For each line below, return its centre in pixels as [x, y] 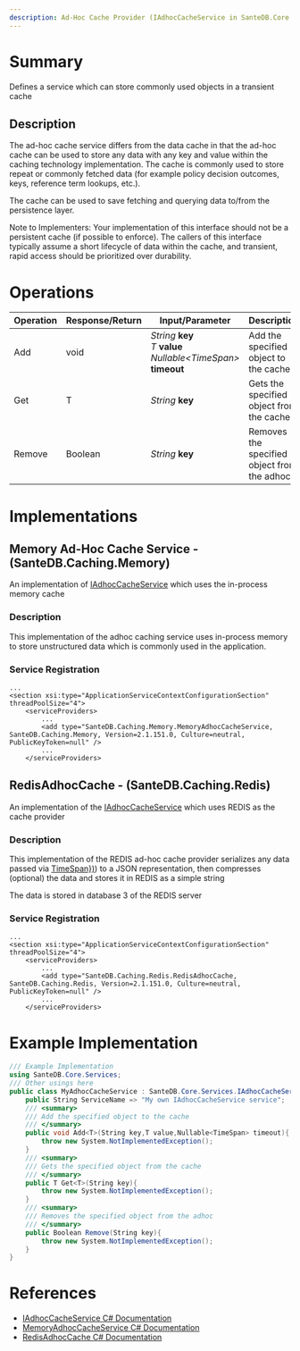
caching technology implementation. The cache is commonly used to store [146, 164]
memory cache [37, 594]
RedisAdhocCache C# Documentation [92, 1338]
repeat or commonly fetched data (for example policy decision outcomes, [144, 174]
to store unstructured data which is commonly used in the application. [137, 646]
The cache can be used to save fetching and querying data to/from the [140, 201]
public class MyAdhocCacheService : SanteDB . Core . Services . [124, 1091]
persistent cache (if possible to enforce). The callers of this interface [136, 237]
